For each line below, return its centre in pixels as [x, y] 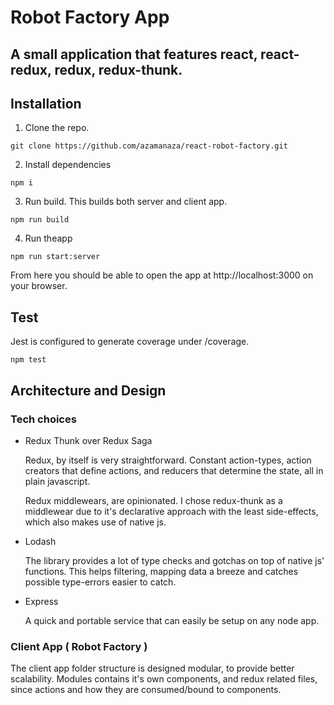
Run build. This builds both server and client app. [126, 202]
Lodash [40, 541]
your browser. [39, 286]
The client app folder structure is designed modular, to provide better [152, 668]
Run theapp [48, 238]
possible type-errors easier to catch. [100, 582]
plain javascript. [57, 481]
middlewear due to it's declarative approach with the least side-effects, [171, 511]
